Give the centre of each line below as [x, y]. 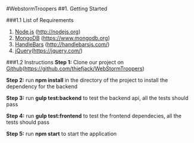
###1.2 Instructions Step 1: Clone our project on [65, 62]
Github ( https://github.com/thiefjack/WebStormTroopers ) [76, 69]
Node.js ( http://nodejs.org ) [47, 32]
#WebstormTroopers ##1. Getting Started [57, 9]
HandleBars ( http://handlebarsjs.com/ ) [62, 44]
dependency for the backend [42, 86]
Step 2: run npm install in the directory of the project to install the [87, 80]
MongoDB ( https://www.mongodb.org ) [62, 38]
